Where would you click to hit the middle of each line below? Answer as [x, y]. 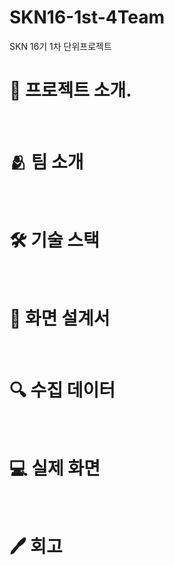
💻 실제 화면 [55, 468]
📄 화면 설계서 [60, 318]
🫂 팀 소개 [46, 162]
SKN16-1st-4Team [87, 17]
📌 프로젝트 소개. [70, 90]
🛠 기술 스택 [54, 240]
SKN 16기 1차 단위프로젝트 [60, 46]
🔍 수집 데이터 [62, 390]
